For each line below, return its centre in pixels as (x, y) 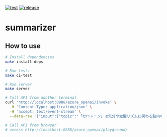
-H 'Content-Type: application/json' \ (51, 107)
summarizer (31, 28)
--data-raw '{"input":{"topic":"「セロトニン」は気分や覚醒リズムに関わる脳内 (85, 116)
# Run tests (17, 71)
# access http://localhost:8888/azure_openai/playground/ (66, 130)
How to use (23, 46)
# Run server (19, 84)
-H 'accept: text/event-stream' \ (45, 111)
